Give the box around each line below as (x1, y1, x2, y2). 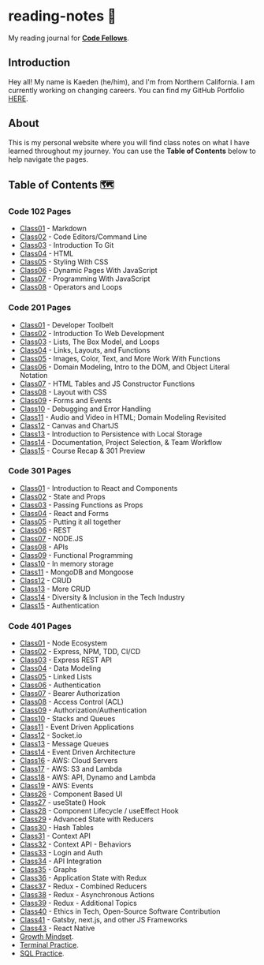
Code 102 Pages (8, 205, 72, 216)
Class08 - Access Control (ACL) (19, 698, 125, 707)
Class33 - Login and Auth (19, 848, 103, 858)
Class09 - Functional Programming (19, 550, 133, 559)
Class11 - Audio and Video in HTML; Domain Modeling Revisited (19, 412, 227, 421)
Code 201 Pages (8, 302, 72, 313)
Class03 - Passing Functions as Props (19, 500, 143, 510)
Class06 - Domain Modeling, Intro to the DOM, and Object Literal (19, 362, 230, 372)
